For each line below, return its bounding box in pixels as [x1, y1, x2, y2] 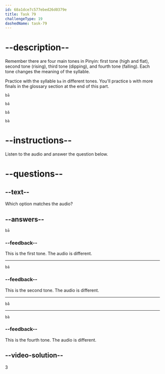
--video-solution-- [5, 351, 63, 360]
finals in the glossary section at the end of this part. [5, 83, 110, 89]
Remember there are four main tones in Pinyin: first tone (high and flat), [5, 58, 149, 64]
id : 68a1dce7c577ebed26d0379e [5, 7, 67, 12]
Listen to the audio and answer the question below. [5, 151, 109, 157]
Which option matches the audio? [5, 201, 73, 207]
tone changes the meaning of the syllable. [5, 69, 90, 75]
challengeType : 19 [5, 16, 43, 21]
